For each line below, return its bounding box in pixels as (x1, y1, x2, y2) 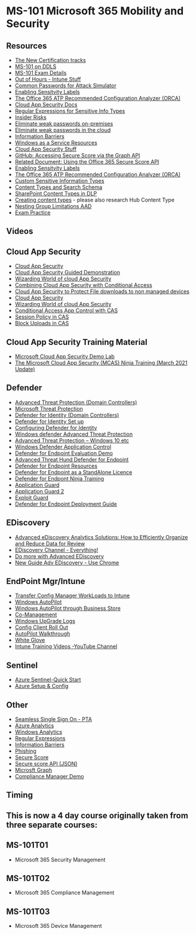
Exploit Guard (14, 494, 49, 501)
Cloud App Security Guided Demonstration (14, 269, 121, 276)
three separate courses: (6, 820, 98, 830)
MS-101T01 (6, 840, 48, 850)
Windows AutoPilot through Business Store (14, 605, 121, 612)
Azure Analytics (14, 722, 54, 729)
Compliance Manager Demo (14, 773, 84, 780)
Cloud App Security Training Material (6, 337, 148, 347)
